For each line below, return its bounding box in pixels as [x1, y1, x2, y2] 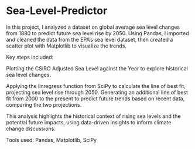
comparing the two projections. [6, 101, 82, 108]
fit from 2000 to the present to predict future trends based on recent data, [6, 95, 185, 102]
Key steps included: [6, 53, 54, 60]
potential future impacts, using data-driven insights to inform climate [6, 118, 172, 126]
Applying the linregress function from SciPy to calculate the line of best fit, [6, 82, 186, 89]
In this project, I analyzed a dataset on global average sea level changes [6, 23, 180, 31]
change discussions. [6, 125, 56, 132]
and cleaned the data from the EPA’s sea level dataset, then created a [6, 36, 173, 43]
